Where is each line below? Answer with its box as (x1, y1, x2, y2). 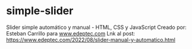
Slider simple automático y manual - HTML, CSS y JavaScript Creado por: (6, 24, 187, 31)
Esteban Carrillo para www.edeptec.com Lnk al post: (6, 30, 136, 37)
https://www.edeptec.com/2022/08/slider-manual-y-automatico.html (6, 36, 175, 43)
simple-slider (6, 4, 74, 18)
